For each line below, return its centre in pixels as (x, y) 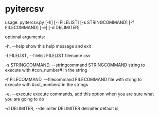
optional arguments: (25, 37)
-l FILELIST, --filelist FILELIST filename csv (48, 55)
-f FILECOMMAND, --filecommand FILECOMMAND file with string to (73, 79)
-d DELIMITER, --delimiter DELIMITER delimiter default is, (62, 108)
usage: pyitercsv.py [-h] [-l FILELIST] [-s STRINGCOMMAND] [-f (70, 22)
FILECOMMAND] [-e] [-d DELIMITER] (42, 27)
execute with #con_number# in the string (46, 70)
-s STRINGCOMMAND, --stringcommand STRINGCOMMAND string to (75, 65)
